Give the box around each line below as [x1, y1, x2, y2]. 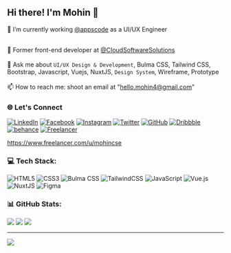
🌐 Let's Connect [7, 102, 63, 112]
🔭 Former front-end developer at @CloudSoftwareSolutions [7, 45, 175, 54]
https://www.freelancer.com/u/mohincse [7, 139, 122, 147]
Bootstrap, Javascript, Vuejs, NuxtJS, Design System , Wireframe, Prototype [7, 67, 219, 76]
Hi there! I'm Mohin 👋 [7, 7, 99, 19]
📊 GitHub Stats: [7, 199, 62, 209]
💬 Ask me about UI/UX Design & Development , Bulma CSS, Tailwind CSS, [7, 60, 211, 69]
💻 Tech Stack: [7, 156, 57, 166]
